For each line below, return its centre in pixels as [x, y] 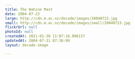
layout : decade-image [27, 45]
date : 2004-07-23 [22, 14]
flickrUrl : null [21, 27]
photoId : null [19, 32]
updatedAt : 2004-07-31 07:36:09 [37, 41]
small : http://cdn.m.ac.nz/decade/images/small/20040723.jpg [68, 23]
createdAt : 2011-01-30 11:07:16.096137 [45, 36]
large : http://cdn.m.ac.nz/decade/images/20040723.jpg [61, 18]
